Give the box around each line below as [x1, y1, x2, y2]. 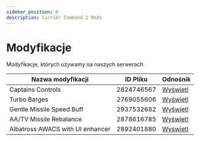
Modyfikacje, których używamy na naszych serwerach [6, 61, 144, 68]
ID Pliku [124, 75, 148, 84]
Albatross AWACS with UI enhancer [9, 125, 111, 134]
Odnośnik [162, 75, 191, 84]
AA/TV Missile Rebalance [9, 115, 82, 123]
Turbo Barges [9, 95, 49, 104]
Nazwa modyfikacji [31, 75, 89, 84]
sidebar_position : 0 [6, 9, 59, 15]
